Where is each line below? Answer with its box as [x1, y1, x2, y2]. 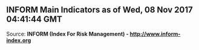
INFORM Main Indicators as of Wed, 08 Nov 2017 [6, 5, 194, 15]
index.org [6, 36, 31, 44]
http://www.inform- [129, 30, 181, 37]
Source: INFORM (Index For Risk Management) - [6, 30, 129, 37]
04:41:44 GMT [6, 14, 62, 25]
